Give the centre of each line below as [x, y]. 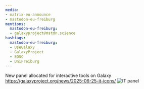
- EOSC [17, 57]
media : [12, 10]
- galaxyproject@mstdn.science [43, 33]
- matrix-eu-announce [28, 15]
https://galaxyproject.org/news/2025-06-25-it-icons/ [61, 81]
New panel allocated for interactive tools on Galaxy [58, 75]
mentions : [16, 24]
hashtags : [16, 38]
